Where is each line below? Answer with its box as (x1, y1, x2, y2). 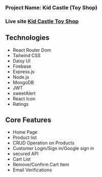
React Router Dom (12, 47, 52, 53)
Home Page (12, 129, 38, 135)
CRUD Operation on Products (12, 140, 75, 146)
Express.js (12, 68, 35, 75)
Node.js (12, 74, 30, 80)
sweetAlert (12, 90, 36, 96)
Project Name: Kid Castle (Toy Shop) (5, 4, 98, 11)
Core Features (5, 116, 52, 125)
